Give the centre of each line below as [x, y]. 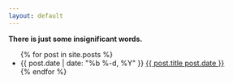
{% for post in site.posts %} [67, 54]
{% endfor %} [43, 71]
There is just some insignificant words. [76, 39]
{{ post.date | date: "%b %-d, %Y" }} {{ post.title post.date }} [122, 63]
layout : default [36, 16]
